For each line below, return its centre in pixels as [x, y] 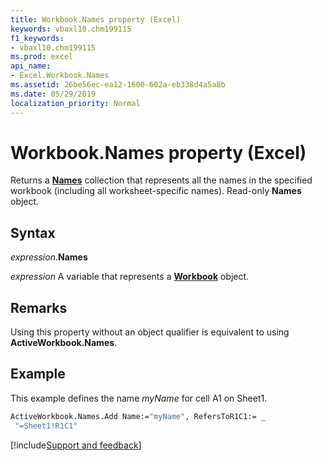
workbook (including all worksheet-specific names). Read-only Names [156, 191]
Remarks [39, 307]
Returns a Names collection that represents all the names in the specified [161, 180]
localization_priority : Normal [75, 103]
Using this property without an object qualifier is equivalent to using [150, 332]
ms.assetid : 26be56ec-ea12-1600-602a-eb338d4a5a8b [118, 85]
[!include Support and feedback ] [76, 445]
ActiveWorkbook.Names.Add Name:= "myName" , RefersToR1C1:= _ [138, 416]
